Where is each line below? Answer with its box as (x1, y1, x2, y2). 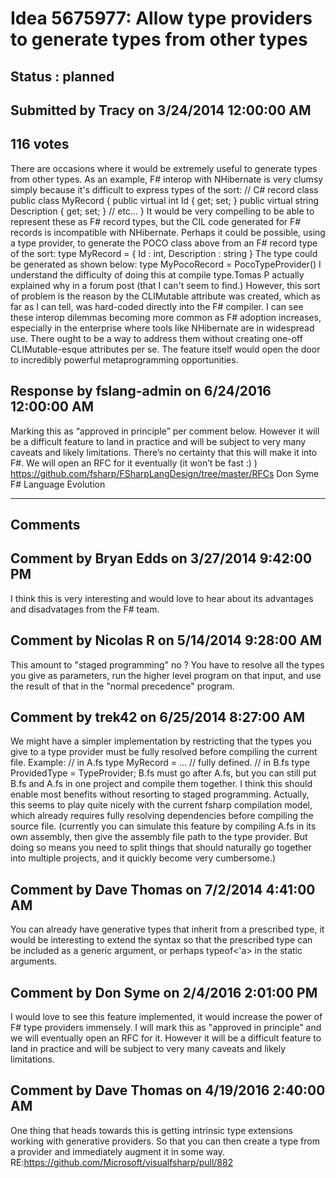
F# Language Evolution (10, 478, 106, 490)
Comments (10, 516, 81, 533)
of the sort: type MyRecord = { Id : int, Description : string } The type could (10, 247, 318, 259)
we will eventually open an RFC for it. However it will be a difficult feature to (10, 1032, 322, 1044)
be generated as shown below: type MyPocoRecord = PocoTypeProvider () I (10, 258, 322, 270)
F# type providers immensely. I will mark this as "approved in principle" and (10, 1022, 322, 1034)
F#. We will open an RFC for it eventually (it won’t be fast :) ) (10, 457, 258, 469)
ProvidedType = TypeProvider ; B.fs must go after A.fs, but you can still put (10, 767, 317, 779)
